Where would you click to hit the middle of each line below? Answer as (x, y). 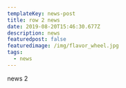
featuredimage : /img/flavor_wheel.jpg (63, 46)
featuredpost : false (37, 39)
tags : (15, 53)
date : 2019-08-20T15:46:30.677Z (54, 26)
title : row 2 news (34, 20)
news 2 (18, 78)
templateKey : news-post (42, 14)
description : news (34, 33)
